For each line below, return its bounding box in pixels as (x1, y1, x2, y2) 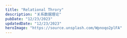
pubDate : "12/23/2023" (5, 16, 53, 21)
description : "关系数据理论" (5, 12, 62, 17)
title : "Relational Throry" (5, 7, 64, 12)
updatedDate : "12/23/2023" (5, 21, 62, 26)
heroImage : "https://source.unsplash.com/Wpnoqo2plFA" (5, 26, 122, 31)
